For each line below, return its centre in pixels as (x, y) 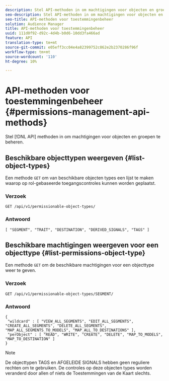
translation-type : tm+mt (31, 43)
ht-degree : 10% (21, 61)
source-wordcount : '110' (31, 57)
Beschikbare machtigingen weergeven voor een (82, 245)
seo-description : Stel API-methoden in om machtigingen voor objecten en (84, 15)
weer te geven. (21, 270)
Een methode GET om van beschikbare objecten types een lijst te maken (79, 178)
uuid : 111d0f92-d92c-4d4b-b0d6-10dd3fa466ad (53, 33)
